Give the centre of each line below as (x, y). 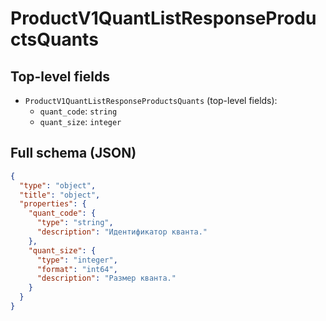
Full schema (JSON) (73, 153)
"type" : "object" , (58, 185)
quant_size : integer (80, 121)
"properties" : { (53, 204)
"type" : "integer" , (77, 260)
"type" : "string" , (75, 223)
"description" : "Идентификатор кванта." (122, 232)
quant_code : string (78, 111)
